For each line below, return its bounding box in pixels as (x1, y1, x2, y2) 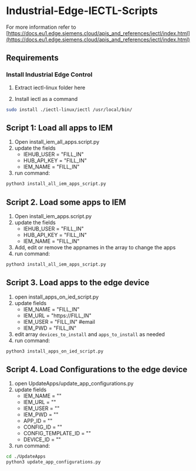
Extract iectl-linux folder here (14, 84, 86, 91)
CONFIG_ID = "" (23, 423, 63, 431)
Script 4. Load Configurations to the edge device (6, 364, 188, 374)
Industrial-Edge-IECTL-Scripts (6, 4, 158, 18)
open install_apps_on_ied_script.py (14, 293, 99, 300)
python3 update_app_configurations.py (6, 459, 101, 465)
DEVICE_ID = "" (23, 436, 62, 443)
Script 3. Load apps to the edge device (6, 277, 150, 288)
